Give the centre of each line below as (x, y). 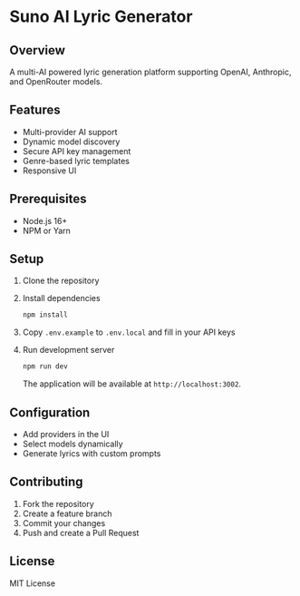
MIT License (33, 583)
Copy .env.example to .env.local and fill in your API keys (129, 332)
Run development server (68, 350)
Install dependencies (62, 298)
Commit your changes (64, 523)
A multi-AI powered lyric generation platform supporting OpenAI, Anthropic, (150, 72)
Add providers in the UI (66, 434)
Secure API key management (77, 151)
